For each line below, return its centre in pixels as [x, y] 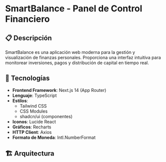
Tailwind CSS [33, 106]
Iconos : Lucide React [34, 121]
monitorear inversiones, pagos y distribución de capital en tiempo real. [77, 63]
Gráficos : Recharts [32, 127]
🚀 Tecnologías [28, 78]
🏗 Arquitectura [30, 154]
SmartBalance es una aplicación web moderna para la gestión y [70, 52]
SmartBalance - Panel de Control [74, 9]
